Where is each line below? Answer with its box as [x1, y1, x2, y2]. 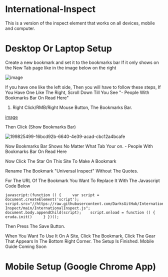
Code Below [5, 182, 30, 188]
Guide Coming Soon [5, 243, 46, 249]
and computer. [5, 25, 35, 31]
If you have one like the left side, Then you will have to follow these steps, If [5, 84, 161, 90]
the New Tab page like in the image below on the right [5, 64, 116, 70]
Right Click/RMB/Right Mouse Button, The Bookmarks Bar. [12, 104, 132, 110]
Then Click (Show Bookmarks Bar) [5, 123, 76, 129]
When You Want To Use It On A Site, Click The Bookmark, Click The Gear [5, 232, 156, 238]
